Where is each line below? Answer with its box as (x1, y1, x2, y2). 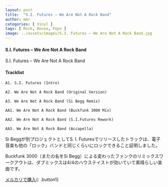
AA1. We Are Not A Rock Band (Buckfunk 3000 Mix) (5, 108, 112, 113)
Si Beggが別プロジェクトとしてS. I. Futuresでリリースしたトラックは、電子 (5, 136, 160, 142)
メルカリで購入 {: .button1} (5, 176, 59, 182)
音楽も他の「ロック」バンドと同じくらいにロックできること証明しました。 (5, 142, 160, 148)
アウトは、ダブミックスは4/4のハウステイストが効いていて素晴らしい (14, 159, 158, 165)
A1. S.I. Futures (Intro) (5, 80, 60, 86)
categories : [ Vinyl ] (5, 21, 53, 27)
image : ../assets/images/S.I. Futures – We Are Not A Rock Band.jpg (5, 31, 152, 36)
